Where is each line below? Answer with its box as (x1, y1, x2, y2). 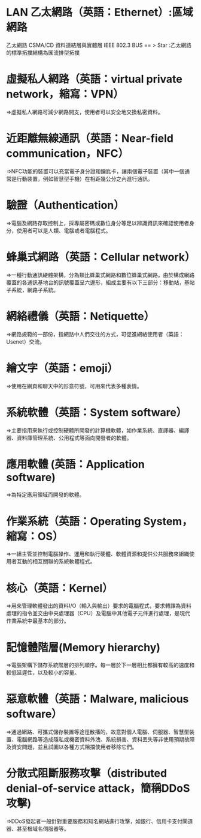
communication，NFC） (6, 147, 129, 160)
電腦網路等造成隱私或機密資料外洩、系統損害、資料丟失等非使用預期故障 (16, 736, 195, 743)
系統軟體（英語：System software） (6, 405, 187, 419)
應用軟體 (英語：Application (6, 457, 145, 471)
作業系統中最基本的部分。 (6, 617, 69, 625)
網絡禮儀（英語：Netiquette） (6, 309, 155, 323)
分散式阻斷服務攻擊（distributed (6, 767, 167, 780)
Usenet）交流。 (6, 338, 45, 345)
